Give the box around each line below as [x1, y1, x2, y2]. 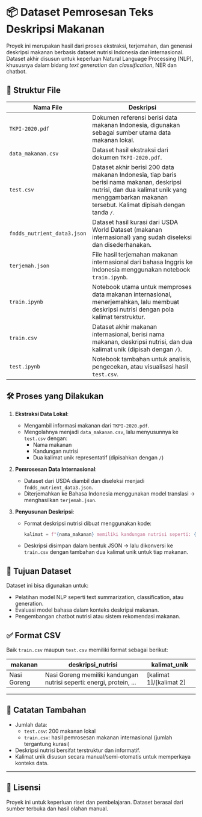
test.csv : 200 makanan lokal [23, 727, 96, 735]
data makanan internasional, [92, 290, 172, 299]
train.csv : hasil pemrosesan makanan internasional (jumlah [23, 733, 173, 741]
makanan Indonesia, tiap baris [92, 170, 177, 179]
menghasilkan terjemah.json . [23, 496, 97, 503]
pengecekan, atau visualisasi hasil [92, 362, 188, 371]
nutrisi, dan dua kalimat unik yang [92, 185, 187, 194]
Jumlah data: [14, 721, 47, 728]
